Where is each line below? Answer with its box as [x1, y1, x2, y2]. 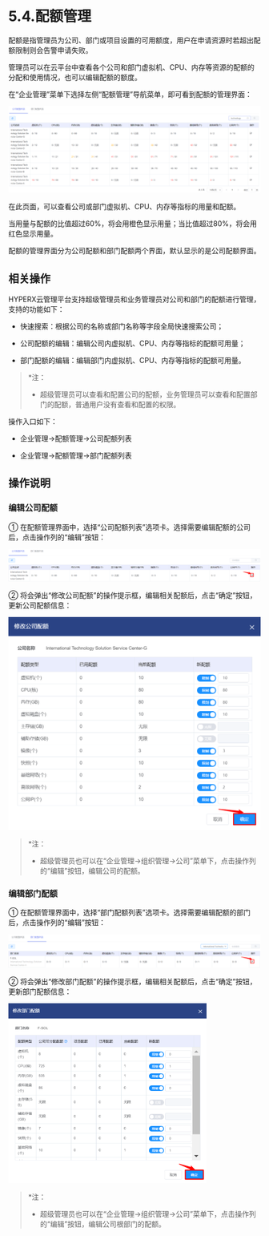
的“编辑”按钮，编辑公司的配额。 [39, 866, 145, 875]
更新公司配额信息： [8, 600, 72, 610]
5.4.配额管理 [8, 7, 92, 26]
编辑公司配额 [8, 503, 58, 514]
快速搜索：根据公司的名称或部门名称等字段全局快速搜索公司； [19, 321, 224, 331]
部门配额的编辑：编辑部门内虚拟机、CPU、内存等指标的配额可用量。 [19, 356, 246, 365]
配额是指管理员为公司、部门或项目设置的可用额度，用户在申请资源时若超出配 [8, 35, 261, 45]
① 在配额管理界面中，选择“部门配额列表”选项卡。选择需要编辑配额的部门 [8, 907, 251, 918]
